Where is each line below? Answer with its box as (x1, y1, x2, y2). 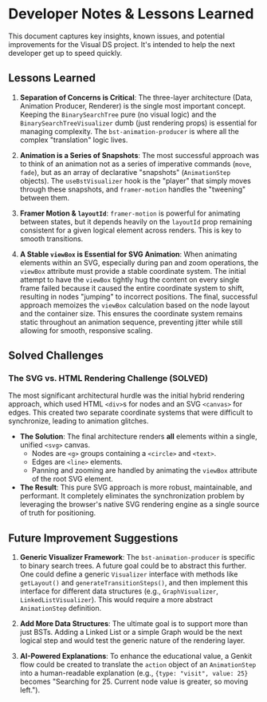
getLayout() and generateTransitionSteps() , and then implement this (19, 578, 249, 588)
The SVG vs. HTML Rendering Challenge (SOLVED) (8, 373, 209, 384)
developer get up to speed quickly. (8, 48, 123, 58)
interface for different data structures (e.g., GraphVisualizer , (19, 586, 219, 596)
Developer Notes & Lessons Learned (8, 5, 254, 23)
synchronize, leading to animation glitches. (8, 416, 149, 426)
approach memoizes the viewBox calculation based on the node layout (19, 300, 249, 310)
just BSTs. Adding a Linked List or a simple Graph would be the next (19, 628, 243, 637)
